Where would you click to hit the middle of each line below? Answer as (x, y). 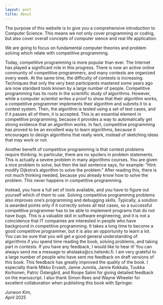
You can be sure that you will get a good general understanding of (71, 236)
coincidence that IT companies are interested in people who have (71, 221)
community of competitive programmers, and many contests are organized (80, 72)
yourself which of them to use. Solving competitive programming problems (80, 195)
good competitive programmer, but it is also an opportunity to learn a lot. (78, 231)
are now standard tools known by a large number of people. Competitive (78, 88)
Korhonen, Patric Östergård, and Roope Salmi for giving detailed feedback (79, 272)
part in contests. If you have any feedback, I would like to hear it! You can (79, 247)
